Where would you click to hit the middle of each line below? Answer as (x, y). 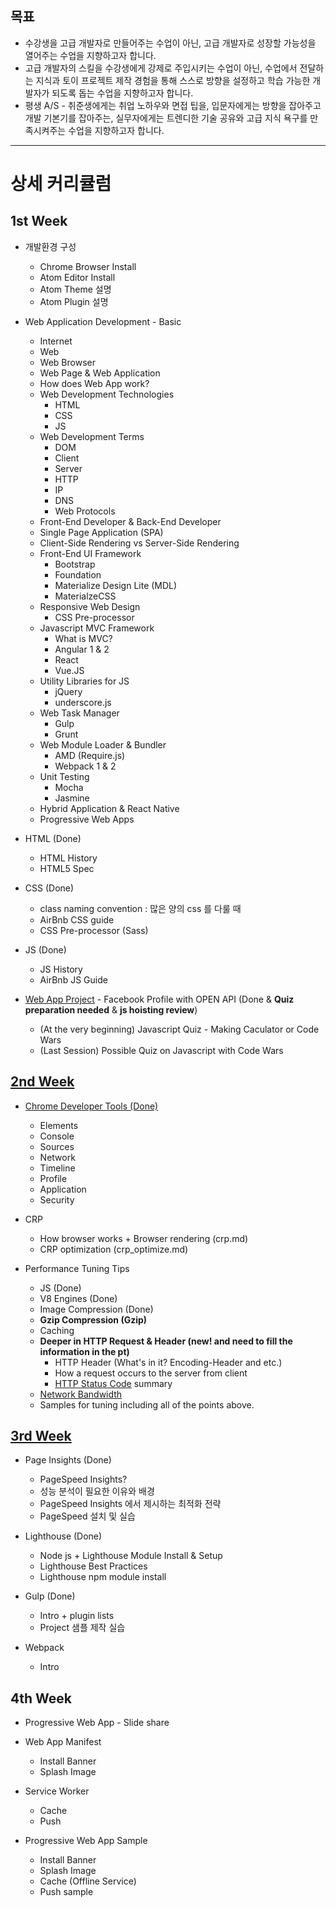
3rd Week (41, 1436)
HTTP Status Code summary (113, 1383)
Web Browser (67, 362)
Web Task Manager (79, 713)
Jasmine (72, 798)
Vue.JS (69, 670)
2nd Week (42, 1082)
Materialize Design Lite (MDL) (116, 585)
